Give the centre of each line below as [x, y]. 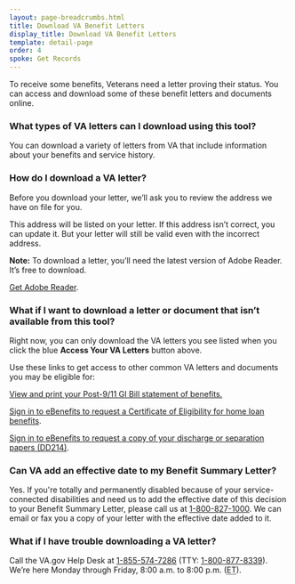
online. [21, 103]
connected [29, 499]
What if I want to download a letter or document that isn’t [135, 310]
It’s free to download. [48, 270]
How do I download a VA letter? [78, 178]
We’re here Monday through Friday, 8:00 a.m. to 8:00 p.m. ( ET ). [125, 570]
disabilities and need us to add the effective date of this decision [168, 499]
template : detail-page [51, 42]
